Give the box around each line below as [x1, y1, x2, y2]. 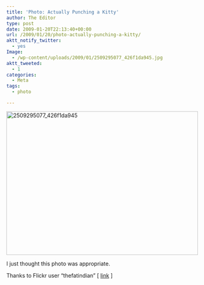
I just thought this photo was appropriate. [6, 260, 110, 267]
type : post [6, 20, 34, 26]
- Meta [12, 77, 29, 83]
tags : [6, 83, 20, 89]
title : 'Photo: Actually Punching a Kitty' [6, 9, 119, 15]
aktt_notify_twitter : [6, 37, 62, 44]
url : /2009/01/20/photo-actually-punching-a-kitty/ [6, 32, 141, 38]
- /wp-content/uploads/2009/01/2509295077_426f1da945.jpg [12, 55, 164, 61]
